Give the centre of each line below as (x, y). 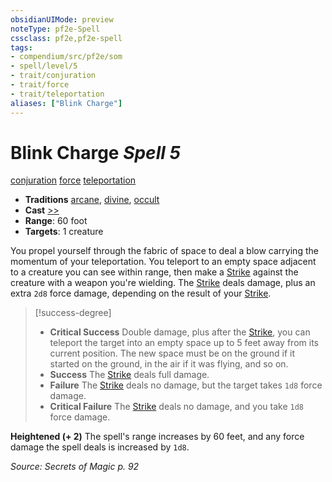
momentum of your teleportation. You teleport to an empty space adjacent (163, 262)
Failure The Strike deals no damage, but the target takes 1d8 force (186, 385)
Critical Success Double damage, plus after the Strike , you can (180, 332)
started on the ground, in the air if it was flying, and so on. (169, 364)
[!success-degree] (73, 313)
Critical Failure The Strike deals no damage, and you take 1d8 (177, 407)
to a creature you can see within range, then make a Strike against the (154, 272)
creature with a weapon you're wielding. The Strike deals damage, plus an (163, 283)
